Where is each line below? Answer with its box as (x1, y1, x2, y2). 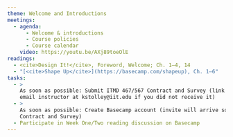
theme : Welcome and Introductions (7, 10, 107, 17)
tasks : (7, 74, 26, 82)
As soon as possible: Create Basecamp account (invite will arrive (19, 107, 218, 113)
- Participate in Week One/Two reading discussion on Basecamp (13, 119, 200, 127)
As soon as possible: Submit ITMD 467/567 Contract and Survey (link (19, 87, 225, 94)
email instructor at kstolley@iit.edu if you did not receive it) (19, 94, 216, 101)
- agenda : (13, 23, 42, 30)
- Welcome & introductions (25, 29, 104, 37)
